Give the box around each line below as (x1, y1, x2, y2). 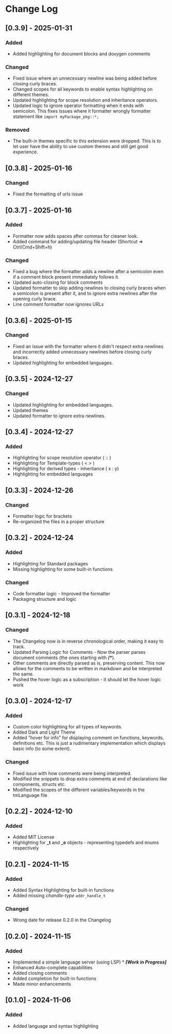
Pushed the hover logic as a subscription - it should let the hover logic (12, 676, 161, 682)
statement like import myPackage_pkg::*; (12, 114, 99, 120)
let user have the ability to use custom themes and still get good (12, 144, 148, 150)
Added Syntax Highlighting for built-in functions (12, 887, 114, 893)
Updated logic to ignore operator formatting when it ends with (12, 102, 144, 109)
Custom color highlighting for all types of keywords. (12, 724, 123, 730)
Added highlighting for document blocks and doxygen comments (12, 50, 150, 57)
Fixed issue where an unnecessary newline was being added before (12, 75, 157, 81)
